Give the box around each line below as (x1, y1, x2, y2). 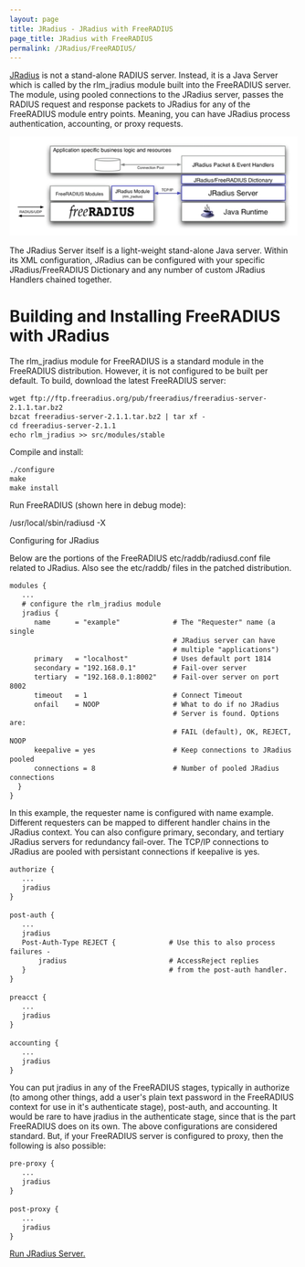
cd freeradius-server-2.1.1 (9, 421, 117, 430)
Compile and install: (9, 446, 84, 457)
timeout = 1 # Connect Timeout (33, 691, 244, 700)
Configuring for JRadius (9, 534, 100, 545)
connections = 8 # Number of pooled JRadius (33, 764, 280, 773)
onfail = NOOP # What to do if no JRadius (33, 700, 280, 709)
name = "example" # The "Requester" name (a (33, 618, 276, 627)
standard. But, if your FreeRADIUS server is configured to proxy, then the (9, 1130, 284, 1141)
